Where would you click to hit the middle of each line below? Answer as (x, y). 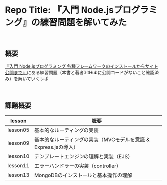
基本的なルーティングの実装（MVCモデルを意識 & (92, 139)
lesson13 (19, 175)
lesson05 (19, 130)
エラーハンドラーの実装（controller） (78, 166)
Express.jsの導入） (56, 147)
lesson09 (19, 143)
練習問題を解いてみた (83, 23)
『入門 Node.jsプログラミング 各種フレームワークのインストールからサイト (82, 66)
